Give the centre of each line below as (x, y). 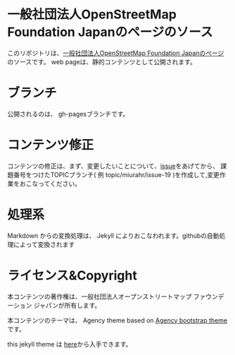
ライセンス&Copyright (72, 275)
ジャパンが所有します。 (67, 305)
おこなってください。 (50, 183)
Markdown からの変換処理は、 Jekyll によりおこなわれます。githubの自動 (113, 235)
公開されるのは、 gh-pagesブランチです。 (68, 114)
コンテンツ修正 (51, 145)
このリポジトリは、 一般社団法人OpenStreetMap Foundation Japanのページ (116, 53)
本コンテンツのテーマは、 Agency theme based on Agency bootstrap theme (117, 320)
